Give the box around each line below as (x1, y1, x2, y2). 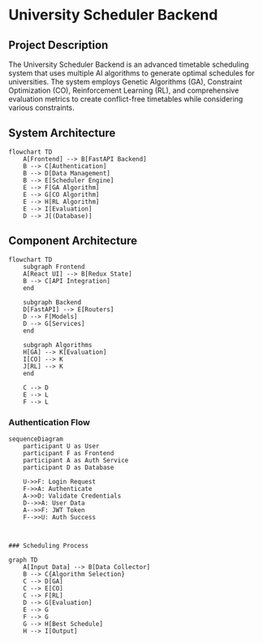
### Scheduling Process (8, 541, 89, 550)
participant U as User (23, 441, 100, 450)
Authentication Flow (8, 416, 91, 428)
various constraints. (8, 103, 75, 112)
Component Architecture (8, 234, 138, 248)
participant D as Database (23, 463, 114, 471)
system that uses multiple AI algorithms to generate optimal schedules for (8, 68, 255, 78)
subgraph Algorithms (23, 341, 93, 349)
